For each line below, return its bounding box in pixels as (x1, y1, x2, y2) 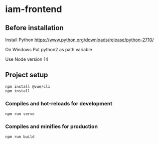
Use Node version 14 (5, 56, 49, 62)
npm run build (5, 134, 35, 139)
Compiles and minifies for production (5, 123, 98, 130)
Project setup (5, 71, 49, 79)
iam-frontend (5, 4, 62, 15)
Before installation (5, 24, 64, 32)
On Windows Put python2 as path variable (5, 47, 92, 52)
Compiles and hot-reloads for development (5, 100, 113, 107)
